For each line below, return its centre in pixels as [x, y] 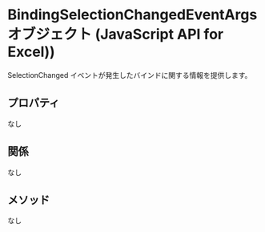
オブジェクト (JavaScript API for [116, 35]
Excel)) [31, 52]
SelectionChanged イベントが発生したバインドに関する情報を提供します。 [130, 75]
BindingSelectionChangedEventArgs [132, 15]
